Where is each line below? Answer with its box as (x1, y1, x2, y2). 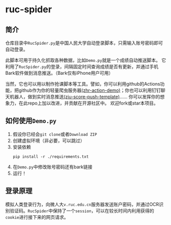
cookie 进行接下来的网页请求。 (5, 214, 69, 220)
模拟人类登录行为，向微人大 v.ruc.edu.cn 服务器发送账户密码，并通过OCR (5, 201, 159, 207)
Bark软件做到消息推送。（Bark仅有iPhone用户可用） (5, 70, 114, 76)
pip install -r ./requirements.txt (12, 154, 89, 159)
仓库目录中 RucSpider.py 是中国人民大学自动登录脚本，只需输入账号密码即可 (5, 40, 163, 46)
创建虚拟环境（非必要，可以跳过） (12, 137, 85, 144)
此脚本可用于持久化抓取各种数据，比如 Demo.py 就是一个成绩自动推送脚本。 (5, 57, 161, 63)
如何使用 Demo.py (5, 116, 57, 125)
